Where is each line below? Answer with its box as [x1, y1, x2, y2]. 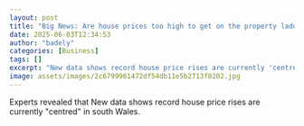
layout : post [9, 13, 59, 22]
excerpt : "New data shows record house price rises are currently [9, 64, 265, 73]
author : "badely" [9, 38, 75, 48]
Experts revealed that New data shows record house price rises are [9, 96, 261, 107]
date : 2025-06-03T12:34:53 [9, 30, 111, 39]
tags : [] [9, 55, 43, 64]
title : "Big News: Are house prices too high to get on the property [9, 22, 278, 31]
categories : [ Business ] [9, 47, 100, 56]
